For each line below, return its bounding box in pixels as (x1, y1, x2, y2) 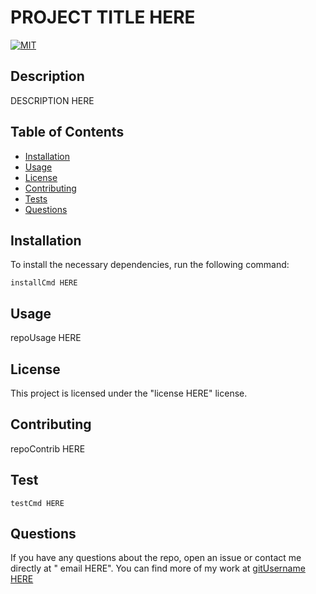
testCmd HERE (10, 498, 65, 508)
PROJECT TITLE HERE (10, 6, 196, 29)
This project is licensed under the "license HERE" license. (10, 387, 248, 399)
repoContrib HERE (10, 442, 86, 455)
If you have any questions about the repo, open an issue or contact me (10, 552, 302, 564)
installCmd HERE (10, 278, 78, 288)
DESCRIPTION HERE (10, 94, 95, 106)
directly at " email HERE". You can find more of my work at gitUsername (10, 562, 306, 575)
